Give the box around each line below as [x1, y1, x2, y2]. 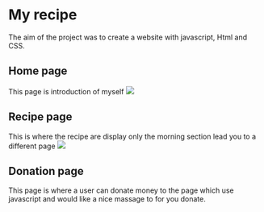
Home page [8, 64, 68, 78]
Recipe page [8, 110, 73, 124]
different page [8, 141, 56, 151]
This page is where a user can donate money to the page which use [8, 185, 234, 195]
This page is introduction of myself [8, 86, 124, 96]
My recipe [8, 6, 78, 24]
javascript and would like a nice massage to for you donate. [8, 194, 206, 204]
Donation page [8, 164, 85, 178]
